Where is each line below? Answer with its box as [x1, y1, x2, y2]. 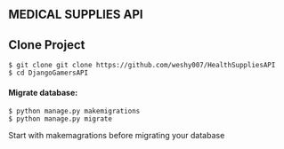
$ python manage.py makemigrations [8, 106, 141, 116]
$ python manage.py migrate [8, 114, 113, 123]
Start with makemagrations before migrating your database [8, 130, 225, 141]
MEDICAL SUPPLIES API [8, 7, 143, 22]
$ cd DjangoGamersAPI [8, 68, 89, 78]
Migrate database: [8, 87, 78, 98]
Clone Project [8, 37, 85, 52]
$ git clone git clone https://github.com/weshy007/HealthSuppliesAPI [8, 61, 276, 70]
